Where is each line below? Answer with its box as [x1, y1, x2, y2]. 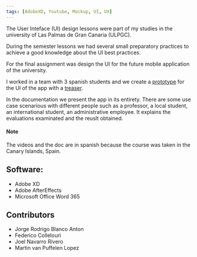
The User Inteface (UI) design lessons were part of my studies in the [6, 25, 173, 32]
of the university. [6, 66, 47, 74]
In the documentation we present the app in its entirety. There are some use [6, 96, 191, 103]
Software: [6, 165, 43, 175]
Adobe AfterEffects [14, 187, 62, 194]
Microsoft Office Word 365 [14, 193, 80, 200]
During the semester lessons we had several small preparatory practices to [6, 43, 189, 50]
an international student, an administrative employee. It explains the [6, 108, 171, 115]
